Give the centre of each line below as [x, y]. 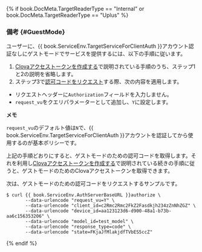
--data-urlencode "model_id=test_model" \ [80, 222]
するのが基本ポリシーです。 [45, 143]
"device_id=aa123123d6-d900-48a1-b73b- [121, 211]
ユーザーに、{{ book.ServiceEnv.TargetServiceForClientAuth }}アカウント [97, 46]
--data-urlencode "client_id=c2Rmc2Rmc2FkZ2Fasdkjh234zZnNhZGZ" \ [111, 206]
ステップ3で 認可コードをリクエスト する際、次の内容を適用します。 [99, 82]
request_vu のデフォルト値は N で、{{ [50, 128]
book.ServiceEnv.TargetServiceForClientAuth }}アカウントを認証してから [97, 135]
